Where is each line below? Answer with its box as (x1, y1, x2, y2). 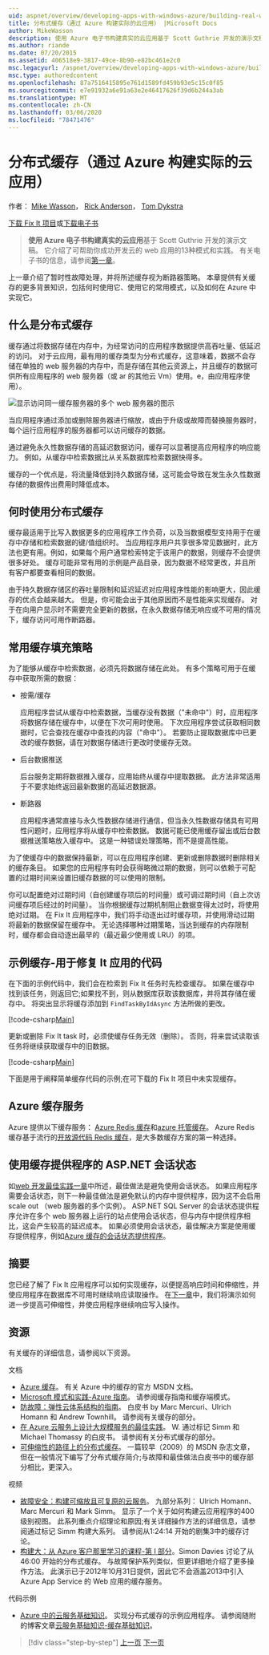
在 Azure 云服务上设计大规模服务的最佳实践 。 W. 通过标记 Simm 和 (19, 1422, 240, 1432)
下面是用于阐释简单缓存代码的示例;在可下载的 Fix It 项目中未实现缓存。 (8, 1074, 241, 1083)
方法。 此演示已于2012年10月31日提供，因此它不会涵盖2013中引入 (26, 1567, 244, 1576)
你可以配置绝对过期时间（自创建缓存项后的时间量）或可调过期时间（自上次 (8, 890, 254, 900)
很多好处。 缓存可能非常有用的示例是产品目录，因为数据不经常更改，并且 (8, 558, 249, 568)
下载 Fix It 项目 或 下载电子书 (8, 218, 98, 228)
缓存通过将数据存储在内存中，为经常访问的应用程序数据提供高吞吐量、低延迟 (8, 341, 261, 350)
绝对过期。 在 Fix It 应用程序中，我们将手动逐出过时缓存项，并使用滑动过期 (8, 910, 255, 920)
